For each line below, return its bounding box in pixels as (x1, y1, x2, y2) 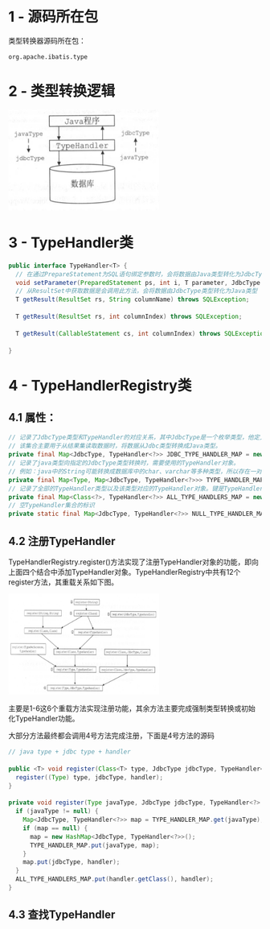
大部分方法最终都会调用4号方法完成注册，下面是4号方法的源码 (8, 731, 215, 740)
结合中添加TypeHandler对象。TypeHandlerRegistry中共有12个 (35, 568, 241, 576)
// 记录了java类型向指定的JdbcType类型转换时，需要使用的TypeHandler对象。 (8, 459, 239, 468)
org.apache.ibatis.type (8, 52, 88, 61)
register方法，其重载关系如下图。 (8, 577, 119, 587)
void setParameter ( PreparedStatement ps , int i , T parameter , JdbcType (15, 279, 261, 287)
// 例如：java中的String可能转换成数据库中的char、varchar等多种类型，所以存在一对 (8, 467, 263, 476)
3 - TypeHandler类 (8, 233, 134, 252)
